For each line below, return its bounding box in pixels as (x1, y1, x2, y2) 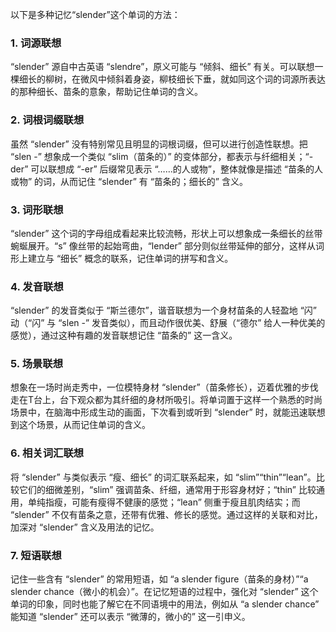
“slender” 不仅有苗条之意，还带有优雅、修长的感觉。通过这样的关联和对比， (10, 508, 323, 520)
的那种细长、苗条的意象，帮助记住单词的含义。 (10, 86, 203, 98)
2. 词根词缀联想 (10, 113, 85, 127)
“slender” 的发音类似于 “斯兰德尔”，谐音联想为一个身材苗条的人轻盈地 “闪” (10, 304, 317, 317)
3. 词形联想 (10, 203, 64, 217)
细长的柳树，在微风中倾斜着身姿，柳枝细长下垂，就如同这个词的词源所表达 (18, 73, 326, 85)
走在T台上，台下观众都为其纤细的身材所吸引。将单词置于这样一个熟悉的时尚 (10, 394, 323, 406)
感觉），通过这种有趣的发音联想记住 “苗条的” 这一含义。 (10, 329, 238, 342)
